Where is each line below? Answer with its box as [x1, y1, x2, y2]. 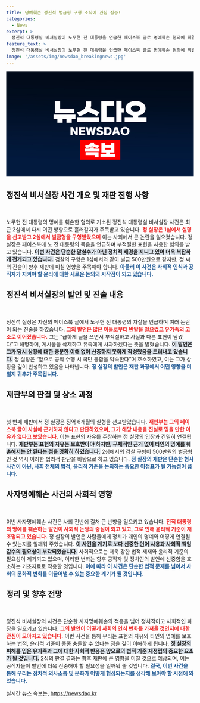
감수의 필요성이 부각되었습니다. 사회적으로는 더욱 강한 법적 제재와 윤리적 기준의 [6, 547, 189, 555]
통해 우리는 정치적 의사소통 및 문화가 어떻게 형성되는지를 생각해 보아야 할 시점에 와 [6, 670, 194, 677]
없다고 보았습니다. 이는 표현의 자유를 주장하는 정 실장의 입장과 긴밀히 [17, 433, 176, 440]
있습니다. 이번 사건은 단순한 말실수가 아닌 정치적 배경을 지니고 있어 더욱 [12, 248, 176, 256]
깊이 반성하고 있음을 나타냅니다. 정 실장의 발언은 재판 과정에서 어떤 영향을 [17, 363, 186, 370]
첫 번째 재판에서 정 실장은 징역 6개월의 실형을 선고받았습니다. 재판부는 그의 [6, 418, 179, 425]
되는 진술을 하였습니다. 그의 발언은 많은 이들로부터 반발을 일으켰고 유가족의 [12, 326, 185, 333]
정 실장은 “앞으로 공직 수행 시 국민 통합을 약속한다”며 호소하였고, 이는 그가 [14, 355, 186, 363]
